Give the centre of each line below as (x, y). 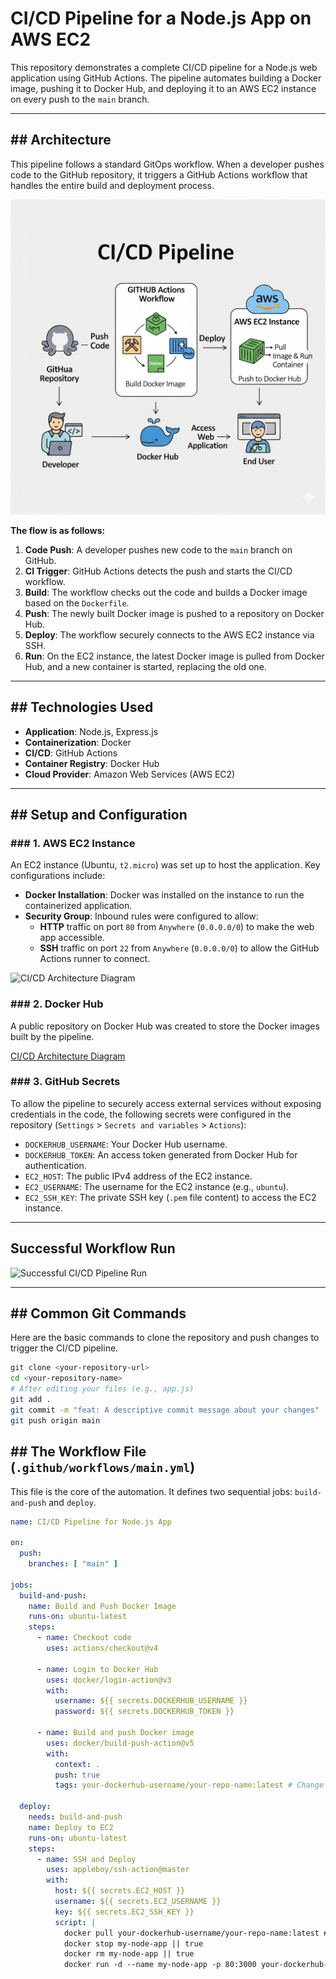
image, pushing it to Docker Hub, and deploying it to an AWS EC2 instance (163, 88)
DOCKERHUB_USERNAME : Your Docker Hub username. (126, 1144)
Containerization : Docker (78, 742)
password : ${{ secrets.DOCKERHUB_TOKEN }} (144, 1712)
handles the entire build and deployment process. (112, 185)
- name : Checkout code (84, 1638)
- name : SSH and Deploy (86, 1859)
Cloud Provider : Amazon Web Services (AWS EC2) (130, 774)
